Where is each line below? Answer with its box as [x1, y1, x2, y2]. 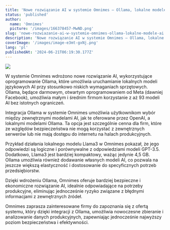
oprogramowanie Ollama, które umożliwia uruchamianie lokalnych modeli [5, 78, 158, 84]
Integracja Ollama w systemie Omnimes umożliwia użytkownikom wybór [5, 109, 156, 116]
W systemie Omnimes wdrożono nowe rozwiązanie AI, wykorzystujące [5, 73, 153, 79]
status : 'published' [5, 12, 49, 17]
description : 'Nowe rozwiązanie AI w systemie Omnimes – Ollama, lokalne [5, 36, 164, 41]
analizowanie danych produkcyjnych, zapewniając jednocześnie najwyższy [5, 214, 162, 220]
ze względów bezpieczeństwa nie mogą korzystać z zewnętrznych [5, 126, 145, 132]
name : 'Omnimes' [10, 21, 44, 27]
